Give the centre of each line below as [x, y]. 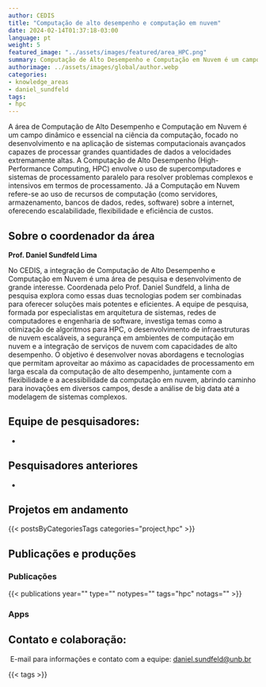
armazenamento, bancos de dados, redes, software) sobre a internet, [122, 202]
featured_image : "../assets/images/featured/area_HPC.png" [108, 52]
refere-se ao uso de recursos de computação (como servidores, [113, 194]
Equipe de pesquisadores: [74, 422]
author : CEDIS [32, 15]
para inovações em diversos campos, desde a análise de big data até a [124, 388]
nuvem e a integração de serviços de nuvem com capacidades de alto [123, 346]
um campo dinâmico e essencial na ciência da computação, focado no [123, 135]
